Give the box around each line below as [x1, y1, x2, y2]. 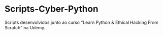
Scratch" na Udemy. [4, 24, 45, 30]
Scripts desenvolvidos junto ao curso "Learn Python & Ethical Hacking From [4, 19, 159, 25]
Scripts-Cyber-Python [4, 3, 98, 15]
